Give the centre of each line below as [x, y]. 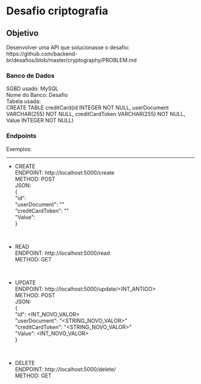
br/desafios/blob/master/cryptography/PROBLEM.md [71, 60]
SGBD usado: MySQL [32, 89]
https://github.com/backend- [42, 54]
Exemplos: [19, 149]
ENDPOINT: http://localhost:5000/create [65, 172]
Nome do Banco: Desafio [37, 95]
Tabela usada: [23, 101]
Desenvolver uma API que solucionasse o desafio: [68, 47]
